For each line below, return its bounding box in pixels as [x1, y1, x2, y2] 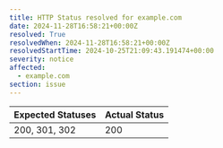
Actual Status [104, 109, 164, 121]
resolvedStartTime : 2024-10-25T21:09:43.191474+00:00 [9, 47, 215, 56]
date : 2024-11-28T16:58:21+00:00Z [9, 22, 139, 30]
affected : [9, 64, 47, 73]
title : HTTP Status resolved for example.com [9, 13, 182, 22]
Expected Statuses [13, 109, 97, 121]
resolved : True [9, 30, 66, 39]
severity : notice [9, 55, 74, 64]
